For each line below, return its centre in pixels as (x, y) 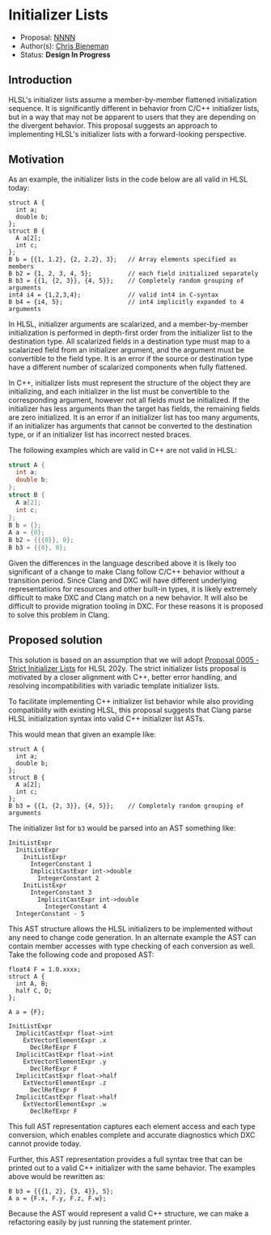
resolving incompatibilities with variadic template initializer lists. (114, 686)
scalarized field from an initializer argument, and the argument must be (127, 349)
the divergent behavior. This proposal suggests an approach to (113, 125)
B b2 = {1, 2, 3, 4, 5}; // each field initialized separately (133, 273)
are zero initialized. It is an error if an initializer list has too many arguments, (134, 417)
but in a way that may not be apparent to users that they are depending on (132, 117)
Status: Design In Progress (65, 54)
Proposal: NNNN (47, 37)
